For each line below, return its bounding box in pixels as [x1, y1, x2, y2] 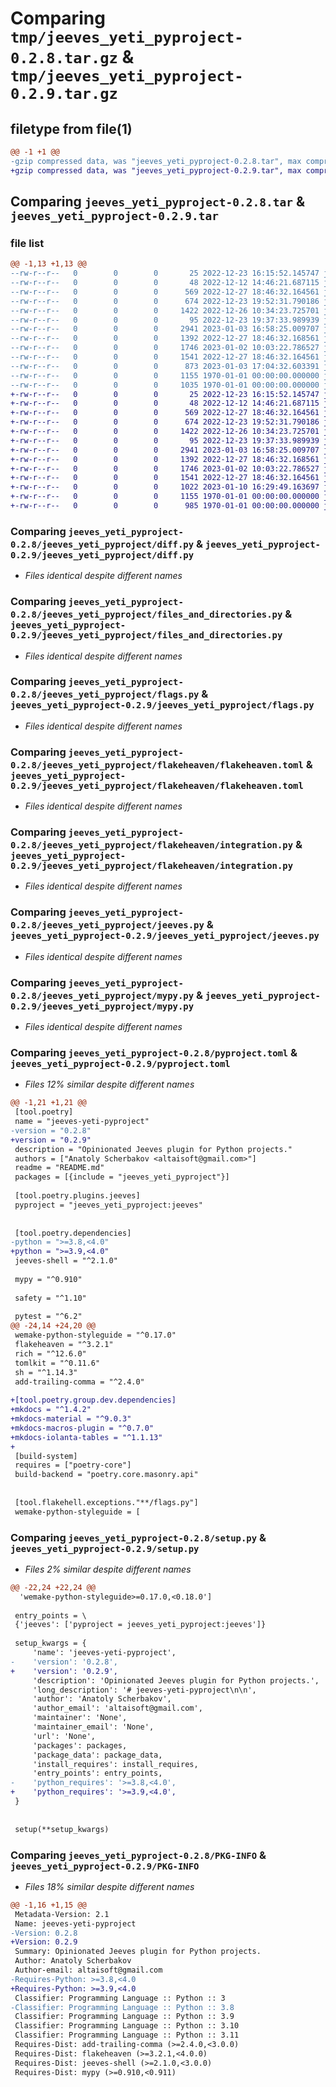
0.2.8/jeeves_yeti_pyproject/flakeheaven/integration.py [10, 840, 294, 851]
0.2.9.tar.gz [10, 85, 118, 104]
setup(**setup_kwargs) [14, 1824, 110, 1834]
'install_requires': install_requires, [32, 1759, 199, 1769]
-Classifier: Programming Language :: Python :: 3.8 [10, 2002, 235, 2012]
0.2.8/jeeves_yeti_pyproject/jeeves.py [10, 920, 205, 931]
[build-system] [14, 1451, 78, 1461]
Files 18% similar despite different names [24, 1880, 195, 1892]
